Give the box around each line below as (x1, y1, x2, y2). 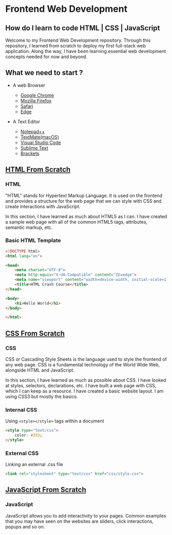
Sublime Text (20, 145, 48, 151)
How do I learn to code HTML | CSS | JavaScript (5, 24, 160, 32)
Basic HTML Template (5, 237, 62, 244)
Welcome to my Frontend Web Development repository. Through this (5, 37, 151, 43)
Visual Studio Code (20, 139, 61, 146)
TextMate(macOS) (20, 134, 60, 140)
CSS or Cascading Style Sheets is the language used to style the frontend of (5, 356, 167, 362)
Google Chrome (20, 92, 54, 98)
